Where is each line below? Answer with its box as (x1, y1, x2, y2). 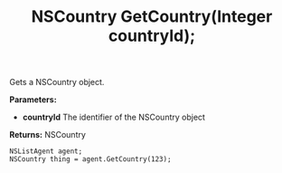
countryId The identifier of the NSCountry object (22, 111, 206, 123)
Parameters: (9, 94, 57, 105)
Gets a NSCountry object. (9, 77, 105, 88)
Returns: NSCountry (9, 130, 86, 140)
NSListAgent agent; (9, 147, 83, 156)
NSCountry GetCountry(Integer (31, 6, 273, 27)
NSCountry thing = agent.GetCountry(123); (9, 155, 172, 164)
